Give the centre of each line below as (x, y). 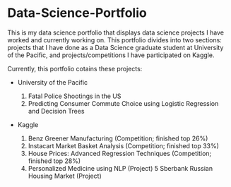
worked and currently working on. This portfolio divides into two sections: (115, 40)
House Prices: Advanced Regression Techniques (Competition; (120, 153)
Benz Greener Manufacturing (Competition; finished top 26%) (118, 138)
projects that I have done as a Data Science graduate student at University (115, 47)
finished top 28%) (54, 161)
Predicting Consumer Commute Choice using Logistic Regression (123, 103)
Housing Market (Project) (65, 176)
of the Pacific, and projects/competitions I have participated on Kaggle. (111, 55)
